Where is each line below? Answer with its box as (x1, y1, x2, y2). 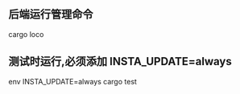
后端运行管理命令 (8, 7, 93, 22)
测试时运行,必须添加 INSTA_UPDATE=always (8, 55, 232, 68)
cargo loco (8, 29, 44, 39)
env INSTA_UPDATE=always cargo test (8, 76, 137, 86)
